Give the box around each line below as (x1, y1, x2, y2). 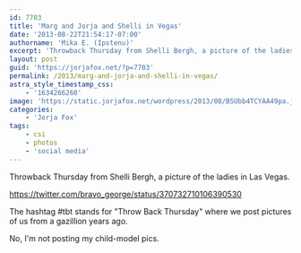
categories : (9, 105, 54, 114)
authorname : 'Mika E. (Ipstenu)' (9, 38, 134, 48)
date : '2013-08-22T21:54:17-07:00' (9, 30, 142, 39)
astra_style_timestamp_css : (9, 80, 115, 89)
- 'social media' (25, 146, 90, 155)
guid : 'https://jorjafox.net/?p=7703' (9, 64, 154, 73)
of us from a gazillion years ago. (9, 215, 128, 226)
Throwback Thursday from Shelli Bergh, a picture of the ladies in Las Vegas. (9, 171, 290, 182)
